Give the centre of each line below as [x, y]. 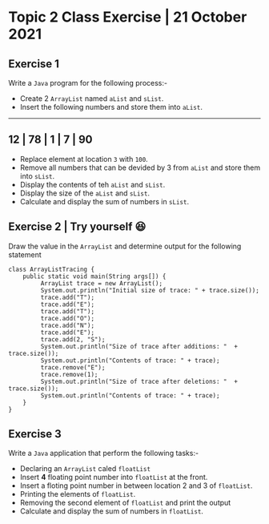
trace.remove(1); [69, 374]
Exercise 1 [34, 64]
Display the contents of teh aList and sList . [92, 184]
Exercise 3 [35, 434]
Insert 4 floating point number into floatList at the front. [114, 478]
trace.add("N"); [67, 325]
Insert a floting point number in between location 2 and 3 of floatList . [136, 486]
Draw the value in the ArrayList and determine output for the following [125, 246]
